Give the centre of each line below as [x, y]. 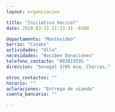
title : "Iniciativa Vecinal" [42, 22]
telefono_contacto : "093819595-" [48, 61]
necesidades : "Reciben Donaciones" [50, 56]
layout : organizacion [33, 12]
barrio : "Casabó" [28, 45]
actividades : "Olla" [32, 50]
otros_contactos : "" [32, 78]
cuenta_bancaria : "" [32, 94]
